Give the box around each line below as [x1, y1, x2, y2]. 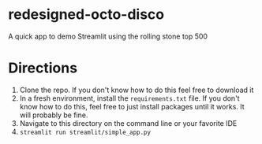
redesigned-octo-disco [8, 6, 165, 24]
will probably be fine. [19, 110, 88, 120]
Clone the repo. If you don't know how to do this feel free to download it [19, 85, 254, 94]
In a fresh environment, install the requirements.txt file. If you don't [19, 93, 240, 103]
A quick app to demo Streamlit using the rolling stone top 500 [8, 31, 208, 41]
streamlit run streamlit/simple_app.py [19, 128, 152, 136]
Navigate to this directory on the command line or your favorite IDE [19, 118, 238, 127]
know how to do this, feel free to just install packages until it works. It [19, 102, 245, 111]
